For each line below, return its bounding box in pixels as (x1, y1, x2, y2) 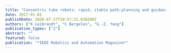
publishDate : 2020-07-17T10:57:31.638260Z (5, 17, 97, 22)
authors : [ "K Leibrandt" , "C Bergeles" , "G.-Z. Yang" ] (5, 21, 124, 27)
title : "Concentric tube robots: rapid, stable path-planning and (5, 7, 149, 13)
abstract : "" (5, 31, 33, 36)
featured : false (5, 36, 40, 41)
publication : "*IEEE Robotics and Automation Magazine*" (5, 40, 129, 45)
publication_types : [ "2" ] (5, 26, 60, 31)
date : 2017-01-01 (5, 12, 42, 17)
